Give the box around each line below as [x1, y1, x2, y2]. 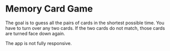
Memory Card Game [5, 3, 93, 15]
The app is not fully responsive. [5, 40, 72, 46]
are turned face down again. [5, 30, 65, 36]
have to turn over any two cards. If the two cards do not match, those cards [5, 25, 165, 31]
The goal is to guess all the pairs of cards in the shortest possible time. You [5, 20, 164, 26]
